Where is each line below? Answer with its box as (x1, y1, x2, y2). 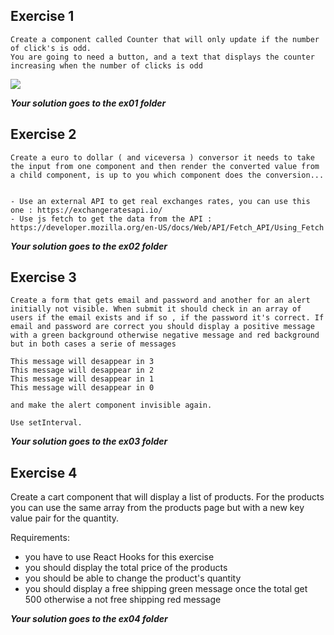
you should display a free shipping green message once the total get (24, 583, 308, 595)
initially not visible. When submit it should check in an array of (10, 304, 302, 314)
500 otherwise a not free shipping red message (24, 594, 222, 606)
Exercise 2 (10, 126, 77, 143)
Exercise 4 (10, 464, 78, 481)
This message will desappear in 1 (10, 374, 155, 384)
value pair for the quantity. (10, 512, 120, 524)
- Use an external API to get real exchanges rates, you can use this (10, 196, 311, 206)
